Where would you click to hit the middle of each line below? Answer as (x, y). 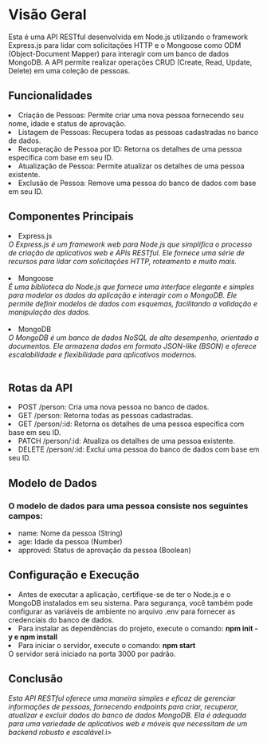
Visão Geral (47, 15)
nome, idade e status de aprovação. (67, 123)
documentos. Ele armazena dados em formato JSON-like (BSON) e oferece (133, 346)
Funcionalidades (51, 96)
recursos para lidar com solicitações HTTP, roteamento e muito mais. (123, 261)
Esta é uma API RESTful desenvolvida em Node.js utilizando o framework (128, 37)
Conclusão (36, 679)
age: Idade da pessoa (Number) (71, 542)
